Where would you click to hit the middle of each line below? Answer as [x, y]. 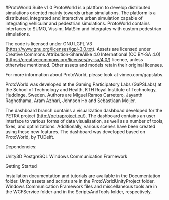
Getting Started [21, 166]
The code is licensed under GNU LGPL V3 [49, 44]
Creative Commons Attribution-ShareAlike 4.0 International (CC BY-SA [78, 54]
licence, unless [127, 60]
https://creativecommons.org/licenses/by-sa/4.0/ [58, 60]
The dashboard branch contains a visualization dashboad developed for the [84, 110]
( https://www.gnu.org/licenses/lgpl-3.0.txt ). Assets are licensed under [78, 49]
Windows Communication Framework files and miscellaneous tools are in [81, 186]
